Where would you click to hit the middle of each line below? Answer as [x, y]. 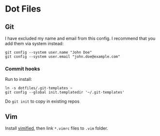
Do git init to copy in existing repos [42, 101]
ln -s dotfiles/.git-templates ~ [39, 88]
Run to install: [19, 79]
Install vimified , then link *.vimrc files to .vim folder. [56, 128]
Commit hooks [23, 69]
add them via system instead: [34, 44]
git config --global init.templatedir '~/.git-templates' [65, 92]
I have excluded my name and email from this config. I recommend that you [80, 38]
